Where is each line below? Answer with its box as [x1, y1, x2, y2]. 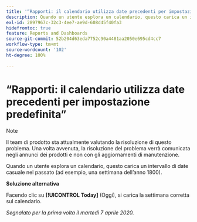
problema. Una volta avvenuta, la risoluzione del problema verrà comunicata [6, 144, 191, 152]
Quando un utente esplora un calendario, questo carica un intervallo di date [6, 162, 189, 169]
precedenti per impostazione [6, 95, 150, 109]
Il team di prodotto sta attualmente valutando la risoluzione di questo [6, 139, 172, 146]
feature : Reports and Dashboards [6, 31, 88, 36]
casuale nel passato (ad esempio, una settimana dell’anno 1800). [6, 169, 162, 176]
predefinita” [6, 107, 67, 121]
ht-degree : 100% [6, 52, 46, 58]
